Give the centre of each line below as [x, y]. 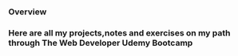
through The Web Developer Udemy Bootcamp [101, 43]
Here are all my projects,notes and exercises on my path [119, 32]
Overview [28, 12]
